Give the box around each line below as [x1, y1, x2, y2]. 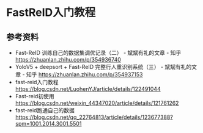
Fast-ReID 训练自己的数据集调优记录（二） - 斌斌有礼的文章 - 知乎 [15, 49, 182, 56]
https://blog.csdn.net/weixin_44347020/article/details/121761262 [15, 99, 179, 107]
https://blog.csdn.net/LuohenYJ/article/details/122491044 [15, 85, 161, 92]
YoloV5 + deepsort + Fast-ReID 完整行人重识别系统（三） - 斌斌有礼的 [15, 63, 192, 70]
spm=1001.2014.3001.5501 [15, 120, 82, 127]
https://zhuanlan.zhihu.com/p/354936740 [15, 56, 121, 63]
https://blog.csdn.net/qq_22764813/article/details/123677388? [15, 113, 173, 121]
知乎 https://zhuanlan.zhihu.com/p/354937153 [26, 71, 143, 78]
